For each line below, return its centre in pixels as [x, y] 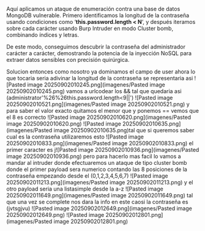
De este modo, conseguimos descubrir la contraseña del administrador [96, 47]
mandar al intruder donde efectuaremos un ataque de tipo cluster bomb [97, 163]
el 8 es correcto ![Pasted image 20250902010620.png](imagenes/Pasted [99, 117]
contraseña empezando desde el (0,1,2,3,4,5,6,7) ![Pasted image [87, 176]
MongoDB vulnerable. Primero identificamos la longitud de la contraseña [98, 15]
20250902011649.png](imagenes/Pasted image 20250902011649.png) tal [100, 195]
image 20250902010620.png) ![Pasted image [64, 124]
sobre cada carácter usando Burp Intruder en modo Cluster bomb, [90, 28]
